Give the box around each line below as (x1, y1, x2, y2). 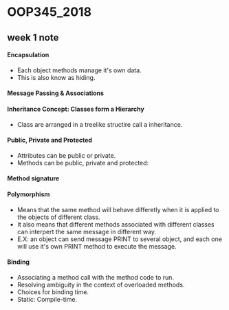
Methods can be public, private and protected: (17, 158, 149, 167)
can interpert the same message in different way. (17, 227, 157, 236)
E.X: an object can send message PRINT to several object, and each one (17, 235, 222, 243)
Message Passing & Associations (7, 89, 105, 97)
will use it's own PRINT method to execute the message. (17, 242, 177, 250)
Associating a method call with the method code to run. (17, 273, 174, 281)
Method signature (7, 174, 60, 183)
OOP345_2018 (7, 4, 91, 20)
